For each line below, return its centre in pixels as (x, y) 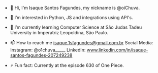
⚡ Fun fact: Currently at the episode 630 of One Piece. (67, 65)
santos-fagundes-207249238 (41, 55)
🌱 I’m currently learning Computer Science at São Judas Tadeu (76, 27)
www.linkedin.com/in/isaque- (117, 50)
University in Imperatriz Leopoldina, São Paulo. (59, 32)
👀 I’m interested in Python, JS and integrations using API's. (71, 17)
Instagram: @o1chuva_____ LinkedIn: (48, 50)
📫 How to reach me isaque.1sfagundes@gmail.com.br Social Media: (82, 43)
